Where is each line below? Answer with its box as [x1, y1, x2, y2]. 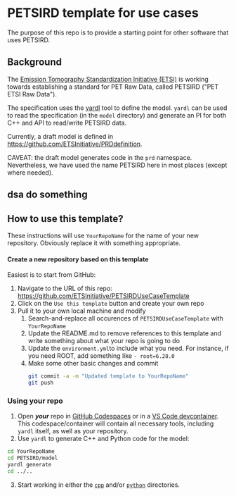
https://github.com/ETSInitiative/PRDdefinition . [7, 139, 143, 148]
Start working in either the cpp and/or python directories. [17, 480, 181, 489]
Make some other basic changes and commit [27, 359, 159, 368]
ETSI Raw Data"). [7, 89, 58, 98]
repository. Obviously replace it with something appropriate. [7, 238, 181, 247]
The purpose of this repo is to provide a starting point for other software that [7, 28, 229, 37]
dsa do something [7, 189, 88, 201]
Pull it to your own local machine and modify [17, 306, 146, 315]
